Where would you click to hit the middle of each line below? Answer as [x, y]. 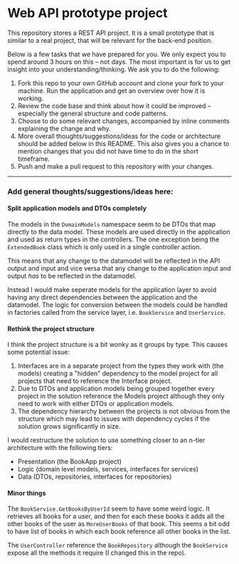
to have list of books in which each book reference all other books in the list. [119, 531]
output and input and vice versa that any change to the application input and [119, 268]
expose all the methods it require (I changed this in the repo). [97, 553]
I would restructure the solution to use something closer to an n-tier [106, 440]
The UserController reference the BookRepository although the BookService [118, 545]
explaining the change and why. [64, 128]
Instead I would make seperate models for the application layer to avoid [112, 290]
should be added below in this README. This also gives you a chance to [123, 143]
